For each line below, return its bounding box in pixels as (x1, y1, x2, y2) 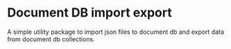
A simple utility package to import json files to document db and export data (7, 28, 224, 36)
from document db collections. (7, 35, 95, 43)
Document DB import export (7, 5, 172, 21)
